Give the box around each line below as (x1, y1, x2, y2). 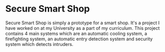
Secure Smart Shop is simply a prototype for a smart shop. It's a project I (5, 20, 160, 26)
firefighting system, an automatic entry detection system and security (5, 36, 153, 42)
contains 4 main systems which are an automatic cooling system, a (5, 30, 148, 36)
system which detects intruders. (5, 41, 74, 47)
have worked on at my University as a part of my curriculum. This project (5, 25, 160, 31)
